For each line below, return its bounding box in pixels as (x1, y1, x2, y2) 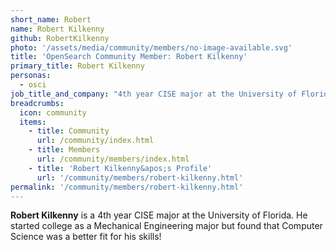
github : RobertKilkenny (10, 33, 110, 43)
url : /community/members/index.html (36, 154, 190, 164)
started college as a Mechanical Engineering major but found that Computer (10, 220, 323, 232)
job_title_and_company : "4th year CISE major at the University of (10, 89, 298, 99)
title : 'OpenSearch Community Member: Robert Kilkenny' (10, 52, 248, 62)
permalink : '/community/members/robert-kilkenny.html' (10, 182, 244, 192)
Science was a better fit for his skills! (10, 231, 162, 243)
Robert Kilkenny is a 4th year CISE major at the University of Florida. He (10, 209, 308, 221)
